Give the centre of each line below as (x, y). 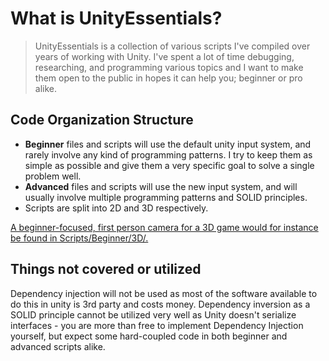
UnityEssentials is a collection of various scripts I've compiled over (172, 46)
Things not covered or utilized (106, 269)
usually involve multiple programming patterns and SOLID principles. (166, 197)
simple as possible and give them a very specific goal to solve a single (169, 165)
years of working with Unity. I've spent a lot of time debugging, (164, 56)
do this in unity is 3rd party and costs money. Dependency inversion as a (160, 304)
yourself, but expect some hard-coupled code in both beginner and (149, 336)
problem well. (53, 176)
